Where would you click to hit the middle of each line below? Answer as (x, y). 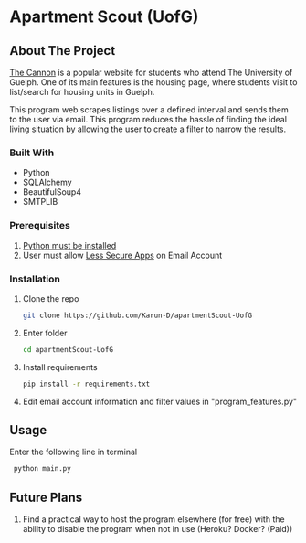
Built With (32, 153)
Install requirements (60, 367)
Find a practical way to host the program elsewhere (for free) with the (153, 519)
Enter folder (45, 333)
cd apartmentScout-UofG (68, 349)
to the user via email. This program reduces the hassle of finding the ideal (148, 119)
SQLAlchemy (47, 182)
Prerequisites (40, 226)
